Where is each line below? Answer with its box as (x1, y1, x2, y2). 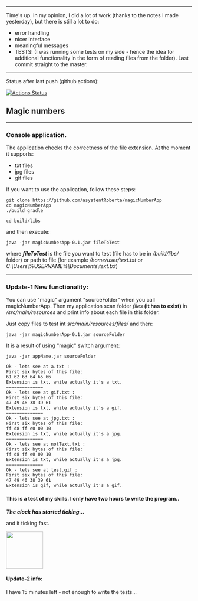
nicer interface (14, 36, 51, 43)
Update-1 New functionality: (6, 283, 89, 291)
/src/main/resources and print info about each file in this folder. (6, 309, 160, 316)
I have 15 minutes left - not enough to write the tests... (6, 588, 137, 595)
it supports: (6, 151, 34, 158)
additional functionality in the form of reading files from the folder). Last (14, 54, 189, 61)
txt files (14, 162, 34, 169)
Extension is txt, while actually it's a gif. (6, 405, 123, 411)
